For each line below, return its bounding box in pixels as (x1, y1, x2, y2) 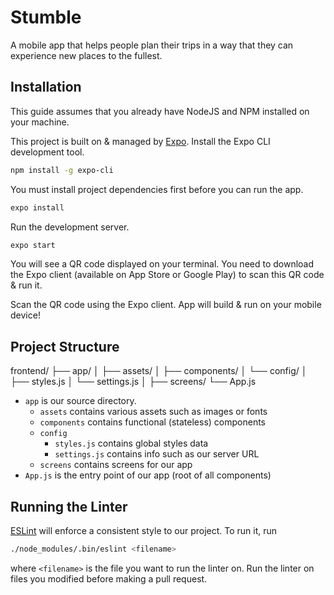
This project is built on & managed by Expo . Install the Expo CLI (10, 135, 271, 147)
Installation (10, 79, 82, 96)
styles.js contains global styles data (54, 437, 209, 450)
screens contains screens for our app (39, 459, 193, 471)
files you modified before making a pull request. (10, 572, 208, 585)
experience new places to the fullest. (10, 49, 163, 61)
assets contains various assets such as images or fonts (39, 406, 268, 418)
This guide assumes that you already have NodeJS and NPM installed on (10, 105, 310, 117)
